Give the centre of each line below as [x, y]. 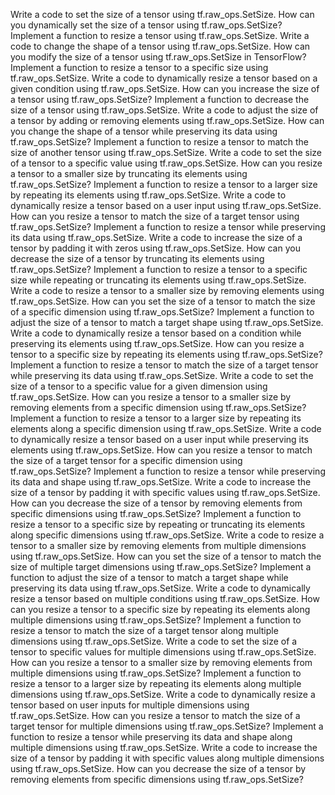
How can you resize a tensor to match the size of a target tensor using [155, 216]
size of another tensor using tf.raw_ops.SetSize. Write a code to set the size [166, 152]
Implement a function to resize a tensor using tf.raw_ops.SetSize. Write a [160, 35]
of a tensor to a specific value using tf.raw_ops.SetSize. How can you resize [166, 163]
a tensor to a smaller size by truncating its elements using [129, 173]
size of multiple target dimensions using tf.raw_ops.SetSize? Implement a [161, 567]
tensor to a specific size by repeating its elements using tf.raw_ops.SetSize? [166, 354]
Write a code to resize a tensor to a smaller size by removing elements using [167, 290]
